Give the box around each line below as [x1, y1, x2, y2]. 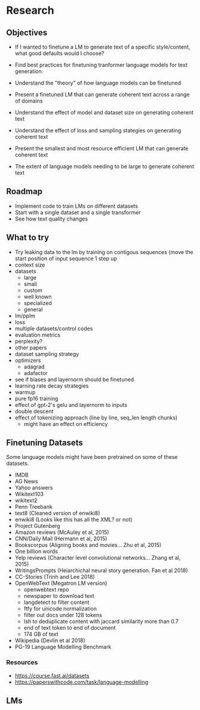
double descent [14, 407, 54, 415]
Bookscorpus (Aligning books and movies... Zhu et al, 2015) [14, 542, 162, 549]
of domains [14, 97, 43, 104]
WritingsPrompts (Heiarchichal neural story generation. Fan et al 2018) [14, 567, 188, 574]
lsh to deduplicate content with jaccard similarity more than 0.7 [23, 618, 179, 625]
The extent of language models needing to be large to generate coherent [14, 163, 195, 170]
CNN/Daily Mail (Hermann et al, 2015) [14, 535, 107, 542]
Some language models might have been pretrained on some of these [6, 454, 178, 461]
